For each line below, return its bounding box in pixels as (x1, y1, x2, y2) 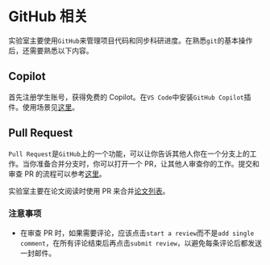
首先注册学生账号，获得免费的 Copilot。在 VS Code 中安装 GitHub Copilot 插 (8, 92, 251, 102)
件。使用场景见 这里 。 (8, 102, 79, 111)
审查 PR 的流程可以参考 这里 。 (8, 169, 106, 179)
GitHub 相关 (8, 7, 89, 26)
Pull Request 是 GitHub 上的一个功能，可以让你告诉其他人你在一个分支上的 (8, 149, 250, 158)
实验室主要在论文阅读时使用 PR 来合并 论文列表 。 (8, 186, 170, 196)
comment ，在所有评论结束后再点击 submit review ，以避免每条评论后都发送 (19, 238, 262, 247)
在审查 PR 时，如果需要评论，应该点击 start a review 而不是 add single (19, 228, 255, 238)
